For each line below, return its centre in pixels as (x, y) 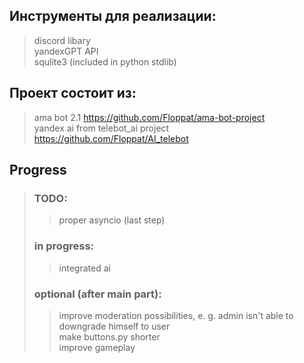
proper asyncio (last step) (112, 220)
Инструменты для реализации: (113, 16)
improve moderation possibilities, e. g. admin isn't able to (176, 315)
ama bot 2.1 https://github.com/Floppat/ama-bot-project (149, 117)
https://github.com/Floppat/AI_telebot (111, 138)
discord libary (62, 40)
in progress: (64, 246)
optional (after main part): (97, 294)
